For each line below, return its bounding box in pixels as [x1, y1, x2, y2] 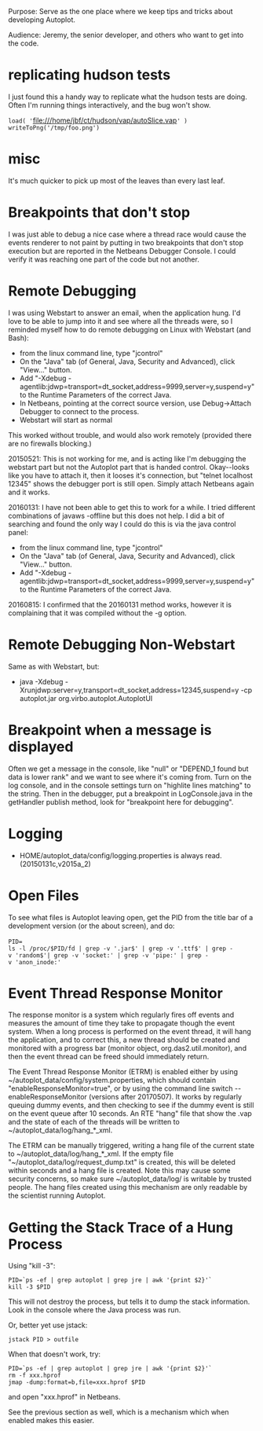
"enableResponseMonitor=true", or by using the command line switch [8, 1084, 233, 1093]
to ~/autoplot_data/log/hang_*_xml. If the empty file [8, 1149, 174, 1158]
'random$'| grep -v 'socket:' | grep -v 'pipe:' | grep [15, 951, 202, 960]
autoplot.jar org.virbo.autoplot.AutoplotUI [19, 693, 153, 703]
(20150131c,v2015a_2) [19, 859, 92, 868]
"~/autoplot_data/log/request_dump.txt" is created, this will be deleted [8, 1158, 236, 1167]
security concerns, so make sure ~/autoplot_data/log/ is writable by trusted [8, 1174, 252, 1183]
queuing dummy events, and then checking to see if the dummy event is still [8, 1100, 254, 1110]
